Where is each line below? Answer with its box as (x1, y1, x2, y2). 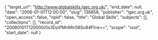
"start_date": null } (4, 30, 41, 35)
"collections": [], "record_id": (4, 19, 63, 25)
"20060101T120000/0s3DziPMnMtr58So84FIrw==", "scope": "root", (4, 25, 141, 30)
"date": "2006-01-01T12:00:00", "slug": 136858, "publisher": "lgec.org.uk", (4, 9, 154, 15)
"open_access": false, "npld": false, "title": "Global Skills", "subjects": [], (4, 14, 148, 20)
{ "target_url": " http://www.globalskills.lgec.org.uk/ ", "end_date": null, (4, 4, 143, 10)
